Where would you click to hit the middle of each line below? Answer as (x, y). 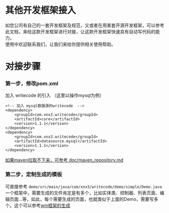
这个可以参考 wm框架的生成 (42, 205)
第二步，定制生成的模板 (34, 175)
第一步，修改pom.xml (32, 84)
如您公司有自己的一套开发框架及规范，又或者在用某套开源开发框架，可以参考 (85, 25)
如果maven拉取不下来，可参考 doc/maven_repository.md (64, 160)
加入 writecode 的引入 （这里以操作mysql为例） (55, 95)
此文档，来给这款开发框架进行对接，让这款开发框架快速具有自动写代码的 (80, 31)
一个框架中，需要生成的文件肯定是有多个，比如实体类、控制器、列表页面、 (82, 193)
